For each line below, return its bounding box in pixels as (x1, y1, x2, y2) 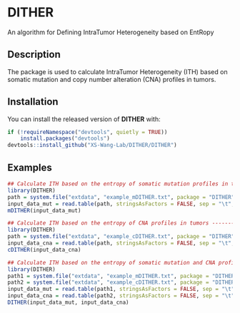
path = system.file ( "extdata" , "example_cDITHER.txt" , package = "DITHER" (7, 233, 235, 240)
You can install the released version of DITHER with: (7, 115, 161, 123)
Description (7, 48, 61, 61)
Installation (7, 96, 59, 108)
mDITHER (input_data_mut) (7, 207, 81, 214)
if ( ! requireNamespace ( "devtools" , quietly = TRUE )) (7, 128, 168, 135)
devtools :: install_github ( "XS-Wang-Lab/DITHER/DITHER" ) (7, 142, 177, 149)
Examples (7, 161, 52, 173)
